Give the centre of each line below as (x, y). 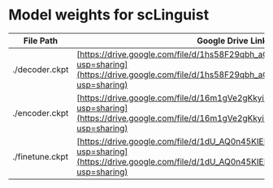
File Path (41, 41)
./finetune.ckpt (41, 156)
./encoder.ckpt (41, 113)
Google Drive (223, 41)
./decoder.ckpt (41, 69)
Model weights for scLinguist (109, 15)
